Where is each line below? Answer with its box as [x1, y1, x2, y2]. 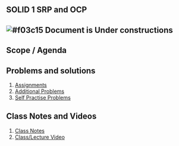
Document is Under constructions [45, 25, 174, 35]
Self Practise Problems [14, 94, 71, 101]
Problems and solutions [6, 66, 96, 76]
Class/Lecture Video [14, 133, 65, 141]
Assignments [14, 81, 48, 88]
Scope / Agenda [6, 45, 67, 55]
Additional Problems [14, 88, 64, 95]
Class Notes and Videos [6, 111, 97, 122]
